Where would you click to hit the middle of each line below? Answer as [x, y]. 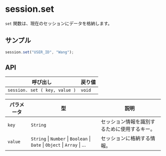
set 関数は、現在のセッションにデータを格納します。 [59, 23]
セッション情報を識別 [125, 122]
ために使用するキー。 [130, 129]
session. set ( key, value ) [42, 90]
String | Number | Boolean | [61, 139]
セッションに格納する [125, 138]
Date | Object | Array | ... [58, 145]
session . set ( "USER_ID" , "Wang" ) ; [40, 52]
